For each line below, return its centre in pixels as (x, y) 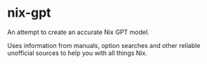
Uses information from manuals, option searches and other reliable (104, 45)
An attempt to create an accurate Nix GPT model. (78, 32)
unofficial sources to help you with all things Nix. (77, 53)
